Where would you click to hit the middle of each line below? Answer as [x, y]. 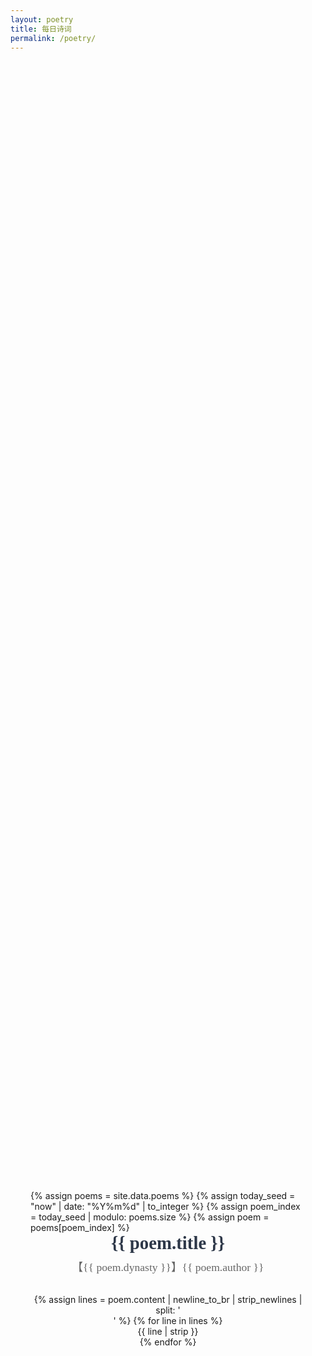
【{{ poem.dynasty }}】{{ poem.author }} [168, 1267]
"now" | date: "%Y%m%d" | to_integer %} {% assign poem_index [165, 1206]
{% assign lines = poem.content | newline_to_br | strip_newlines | [168, 1299]
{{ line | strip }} [168, 1331]
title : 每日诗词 [41, 29]
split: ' [168, 1310]
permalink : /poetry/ [53, 38]
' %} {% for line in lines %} [168, 1320]
